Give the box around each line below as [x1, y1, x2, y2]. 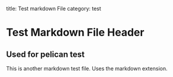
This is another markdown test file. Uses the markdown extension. [6, 65, 168, 72]
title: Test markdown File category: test [6, 5, 102, 12]
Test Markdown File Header [6, 26, 145, 39]
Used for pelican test [6, 49, 85, 59]
